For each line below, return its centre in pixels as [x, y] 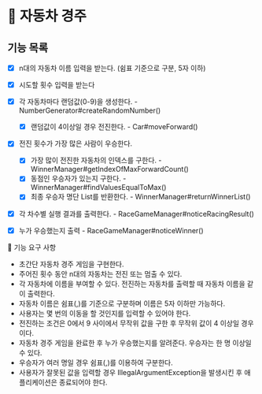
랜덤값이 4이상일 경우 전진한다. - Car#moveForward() [114, 127]
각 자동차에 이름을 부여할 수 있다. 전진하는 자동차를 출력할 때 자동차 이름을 [132, 284]
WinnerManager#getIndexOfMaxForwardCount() [110, 169]
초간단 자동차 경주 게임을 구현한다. [71, 264]
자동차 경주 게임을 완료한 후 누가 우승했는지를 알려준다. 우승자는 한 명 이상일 [135, 343]
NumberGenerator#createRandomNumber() [90, 110]
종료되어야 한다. [83, 382]
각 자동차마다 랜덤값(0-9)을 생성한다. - [78, 102]
